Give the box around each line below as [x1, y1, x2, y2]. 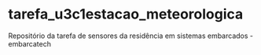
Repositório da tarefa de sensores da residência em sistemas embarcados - [8, 31, 254, 40]
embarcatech [8, 39, 51, 48]
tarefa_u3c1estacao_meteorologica [8, 5, 244, 23]
